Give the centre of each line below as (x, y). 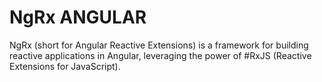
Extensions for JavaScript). (65, 66)
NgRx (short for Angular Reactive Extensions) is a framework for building (159, 45)
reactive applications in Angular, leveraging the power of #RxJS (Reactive (160, 55)
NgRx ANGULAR (78, 17)
